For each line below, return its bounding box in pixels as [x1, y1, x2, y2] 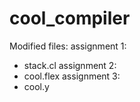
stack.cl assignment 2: [23, 59, 117, 71]
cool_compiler [9, 7, 131, 30]
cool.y [23, 80, 50, 92]
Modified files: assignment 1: [9, 40, 127, 52]
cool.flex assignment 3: [23, 70, 121, 82]
